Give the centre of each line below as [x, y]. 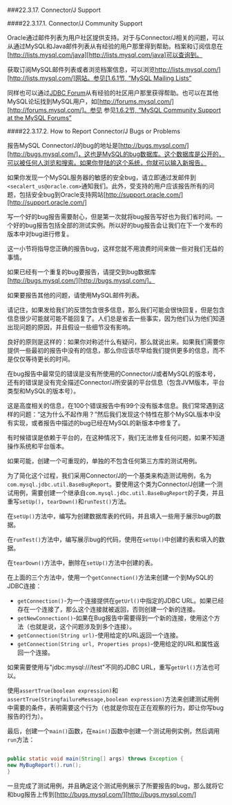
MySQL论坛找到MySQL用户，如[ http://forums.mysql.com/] [91, 101]
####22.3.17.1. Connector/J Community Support [75, 23]
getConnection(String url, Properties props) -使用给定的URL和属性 [115, 644]
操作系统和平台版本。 [37, 446]
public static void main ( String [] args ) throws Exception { [96, 759]
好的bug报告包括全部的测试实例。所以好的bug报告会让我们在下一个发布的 [118, 225]
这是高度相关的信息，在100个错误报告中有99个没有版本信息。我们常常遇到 [113, 406]
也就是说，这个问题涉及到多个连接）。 [83, 627]
